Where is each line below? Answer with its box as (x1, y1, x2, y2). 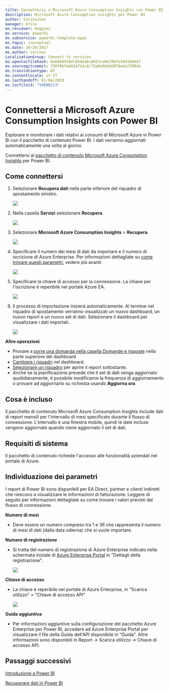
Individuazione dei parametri (5, 472, 98, 481)
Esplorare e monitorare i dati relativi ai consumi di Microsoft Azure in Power (5, 132, 161, 138)
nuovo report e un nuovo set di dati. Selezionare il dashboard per (12, 314, 148, 320)
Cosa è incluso (5, 395, 53, 404)
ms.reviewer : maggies (5, 26, 51, 31)
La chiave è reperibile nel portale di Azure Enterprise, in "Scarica (12, 586, 147, 592)
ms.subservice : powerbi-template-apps (5, 36, 87, 41)
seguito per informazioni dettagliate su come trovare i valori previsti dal (5, 497, 153, 503)
